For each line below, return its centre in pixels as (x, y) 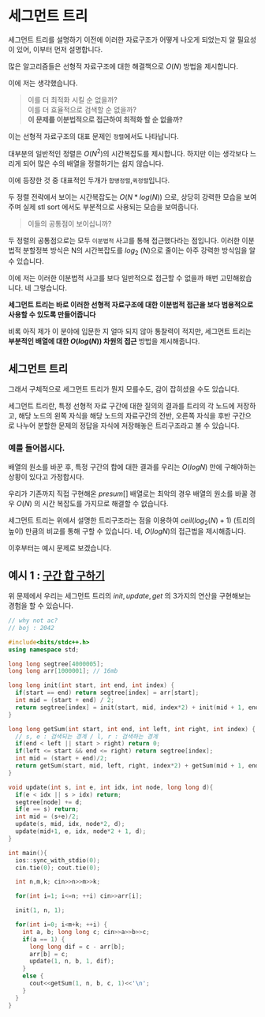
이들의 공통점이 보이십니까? (69, 223)
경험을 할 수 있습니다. (41, 606)
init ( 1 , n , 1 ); (40, 910)
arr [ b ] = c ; (49, 954)
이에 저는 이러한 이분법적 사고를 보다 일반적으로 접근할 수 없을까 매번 (113, 278)
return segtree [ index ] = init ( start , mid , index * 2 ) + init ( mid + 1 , (130, 707)
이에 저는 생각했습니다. (43, 83)
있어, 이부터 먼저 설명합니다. (60, 49)
